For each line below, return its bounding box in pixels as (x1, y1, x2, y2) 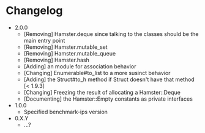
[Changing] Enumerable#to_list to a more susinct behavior (23, 69, 171, 76)
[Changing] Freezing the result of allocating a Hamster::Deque (23, 88, 181, 96)
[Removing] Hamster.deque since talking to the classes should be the (23, 30, 199, 37)
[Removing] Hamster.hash (23, 56, 89, 63)
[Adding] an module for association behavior (23, 62, 136, 70)
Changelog (6, 4, 63, 18)
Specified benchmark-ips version (23, 108, 108, 115)
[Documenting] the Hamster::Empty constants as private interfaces (23, 95, 193, 102)
